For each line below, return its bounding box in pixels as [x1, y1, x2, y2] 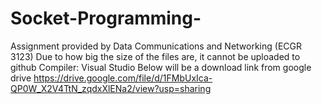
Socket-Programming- [10, 7, 202, 30]
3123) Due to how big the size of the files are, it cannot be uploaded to [10, 50, 301, 62]
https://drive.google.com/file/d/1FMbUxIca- [33, 72, 213, 84]
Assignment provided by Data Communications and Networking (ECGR [10, 40, 302, 52]
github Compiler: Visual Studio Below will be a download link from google [10, 61, 312, 73]
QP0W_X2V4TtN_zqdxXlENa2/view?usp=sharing [10, 82, 212, 94]
